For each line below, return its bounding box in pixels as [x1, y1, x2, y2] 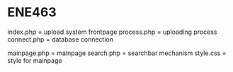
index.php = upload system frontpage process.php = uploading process [7, 28, 217, 36]
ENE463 [7, 4, 57, 20]
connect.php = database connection [7, 35, 114, 43]
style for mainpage [7, 56, 62, 64]
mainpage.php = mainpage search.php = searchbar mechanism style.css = [7, 49, 227, 57]
